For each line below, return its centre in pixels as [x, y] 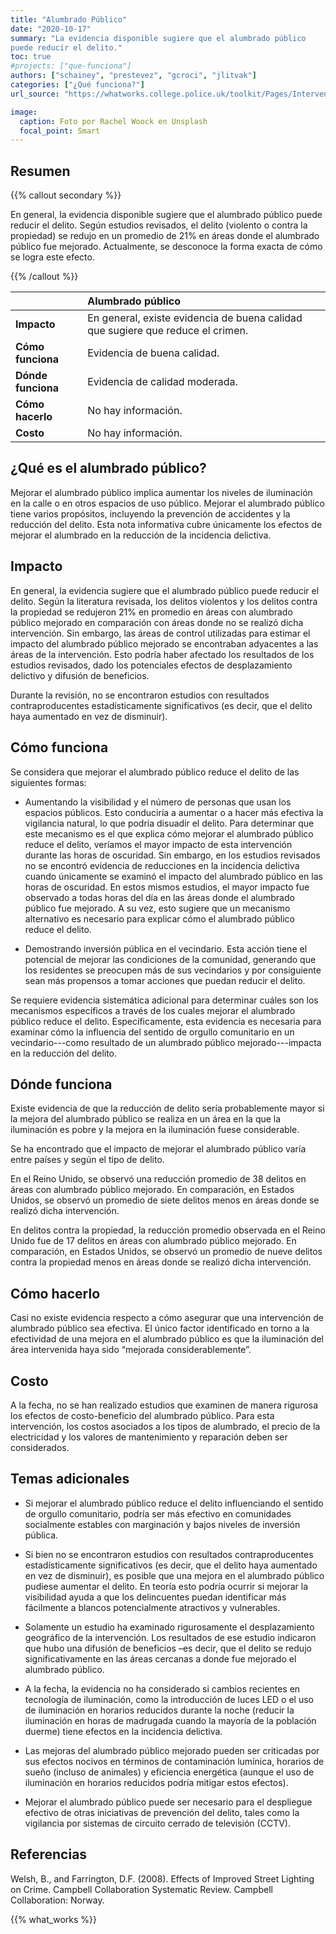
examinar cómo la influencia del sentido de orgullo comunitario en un [152, 1032]
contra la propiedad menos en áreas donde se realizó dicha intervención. [161, 1262]
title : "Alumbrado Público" [69, 19]
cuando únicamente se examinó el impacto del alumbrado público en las [173, 876]
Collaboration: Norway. [57, 1900]
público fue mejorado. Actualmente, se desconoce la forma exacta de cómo [166, 247]
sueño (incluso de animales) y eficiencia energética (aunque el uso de [169, 1772]
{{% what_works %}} [53, 1919]
